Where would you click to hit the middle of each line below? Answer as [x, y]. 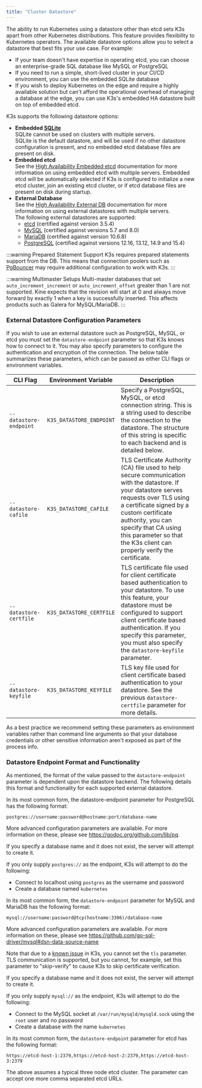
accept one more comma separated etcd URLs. [65, 1079]
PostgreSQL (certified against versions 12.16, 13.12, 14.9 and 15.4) [104, 243]
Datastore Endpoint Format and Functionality [73, 762]
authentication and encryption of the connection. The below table [87, 352]
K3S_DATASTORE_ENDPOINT [81, 420]
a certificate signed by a [155, 505]
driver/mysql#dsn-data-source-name [53, 942]
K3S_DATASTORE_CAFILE [78, 509]
